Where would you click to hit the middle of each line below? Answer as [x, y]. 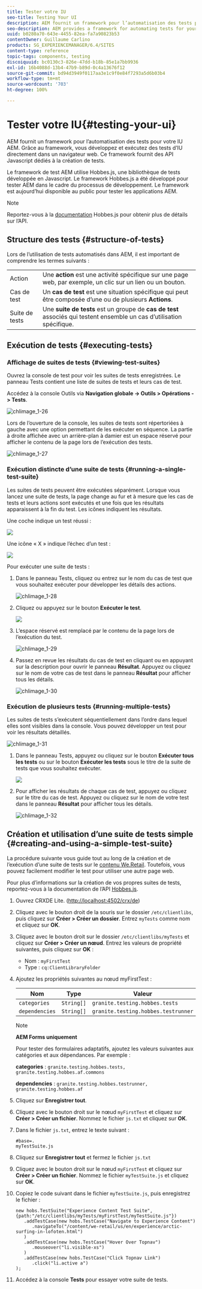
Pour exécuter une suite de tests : [48, 566]
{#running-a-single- [156, 470]
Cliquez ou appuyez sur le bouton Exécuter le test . [78, 608]
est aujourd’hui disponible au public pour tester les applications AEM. [92, 191]
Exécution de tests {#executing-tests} [80, 345]
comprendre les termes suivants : [48, 260]
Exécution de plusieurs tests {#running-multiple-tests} [89, 707]
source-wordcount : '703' [38, 85]
